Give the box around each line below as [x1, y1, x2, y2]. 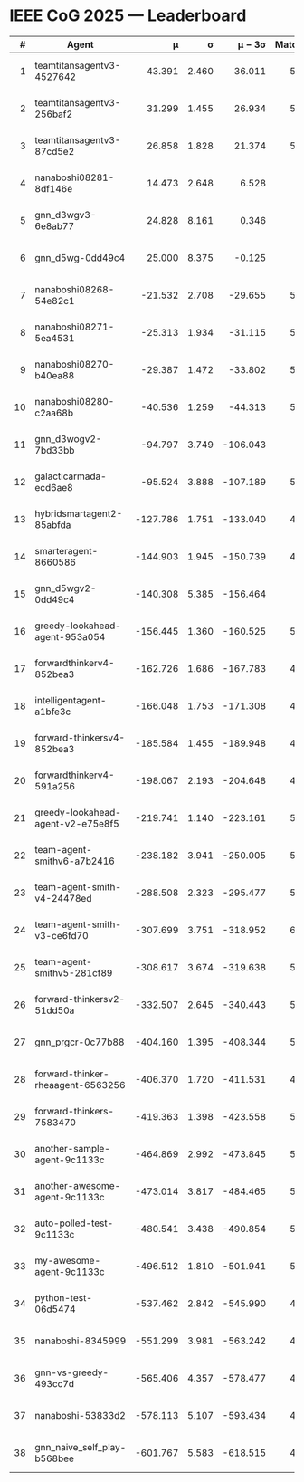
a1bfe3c [34, 705, 71, 718]
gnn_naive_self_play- [34, 1440, 127, 1453]
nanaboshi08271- [34, 320, 115, 333]
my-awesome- [34, 1254, 101, 1267]
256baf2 [34, 108, 73, 120]
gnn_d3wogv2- [34, 432, 102, 445]
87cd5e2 [34, 145, 75, 158]
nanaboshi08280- [34, 395, 115, 407]
